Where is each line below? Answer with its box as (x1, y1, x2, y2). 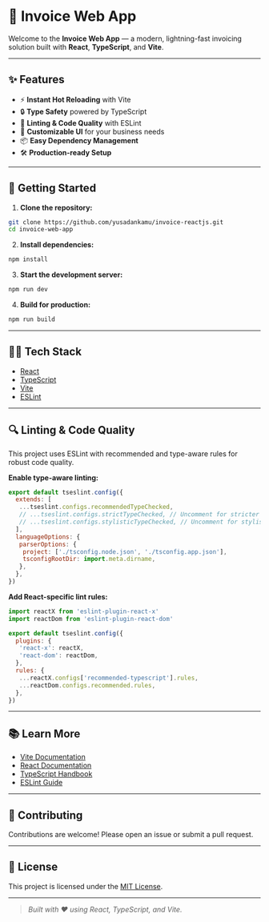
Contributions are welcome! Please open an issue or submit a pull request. (8, 830, 254, 840)
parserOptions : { (18, 540, 78, 548)
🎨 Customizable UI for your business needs (19, 126, 165, 136)
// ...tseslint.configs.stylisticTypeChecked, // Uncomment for (18, 518, 239, 527)
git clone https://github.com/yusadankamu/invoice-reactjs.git (8, 218, 224, 226)
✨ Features (8, 73, 65, 86)
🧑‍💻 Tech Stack (8, 345, 82, 359)
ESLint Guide (19, 778, 63, 788)
